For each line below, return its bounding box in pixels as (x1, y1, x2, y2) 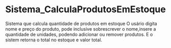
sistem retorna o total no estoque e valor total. (5, 37, 103, 43)
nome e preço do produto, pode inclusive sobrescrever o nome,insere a (5, 26, 156, 32)
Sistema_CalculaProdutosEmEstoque (5, 4, 166, 15)
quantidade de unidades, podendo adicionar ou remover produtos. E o (5, 31, 153, 37)
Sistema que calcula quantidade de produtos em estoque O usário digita (5, 20, 157, 27)
